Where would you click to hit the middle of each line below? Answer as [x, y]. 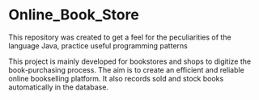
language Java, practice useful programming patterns [98, 45]
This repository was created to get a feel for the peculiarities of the [120, 37]
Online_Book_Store [74, 15]
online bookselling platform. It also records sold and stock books [116, 78]
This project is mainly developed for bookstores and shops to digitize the [130, 61]
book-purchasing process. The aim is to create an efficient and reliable [126, 69]
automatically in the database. [59, 87]
